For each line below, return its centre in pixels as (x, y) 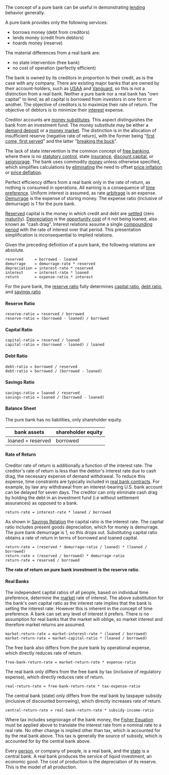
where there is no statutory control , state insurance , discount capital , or (79, 156)
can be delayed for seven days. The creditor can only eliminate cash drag (81, 493)
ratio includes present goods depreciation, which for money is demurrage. (82, 527)
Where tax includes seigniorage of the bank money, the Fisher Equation (79, 720)
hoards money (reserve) (37, 43)
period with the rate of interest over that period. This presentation (73, 230)
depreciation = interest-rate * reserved (49, 268)
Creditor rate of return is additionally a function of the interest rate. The (79, 466)
